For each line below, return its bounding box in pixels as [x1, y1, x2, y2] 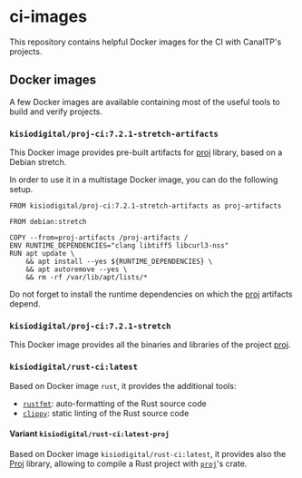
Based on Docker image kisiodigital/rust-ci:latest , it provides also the [9, 448, 287, 459]
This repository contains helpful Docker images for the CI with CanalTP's [9, 36, 282, 47]
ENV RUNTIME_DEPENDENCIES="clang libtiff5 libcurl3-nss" [9, 241, 229, 250]
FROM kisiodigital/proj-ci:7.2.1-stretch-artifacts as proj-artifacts [9, 201, 282, 210]
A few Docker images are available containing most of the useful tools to [9, 96, 280, 107]
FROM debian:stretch [9, 218, 88, 227]
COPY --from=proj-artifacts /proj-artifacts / [9, 233, 189, 242]
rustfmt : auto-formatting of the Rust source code [22, 397, 207, 409]
